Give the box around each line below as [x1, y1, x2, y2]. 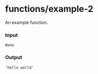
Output [5, 54, 23, 61]
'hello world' [5, 65, 34, 70]
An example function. [5, 19, 48, 25]
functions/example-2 [5, 3, 94, 15]
